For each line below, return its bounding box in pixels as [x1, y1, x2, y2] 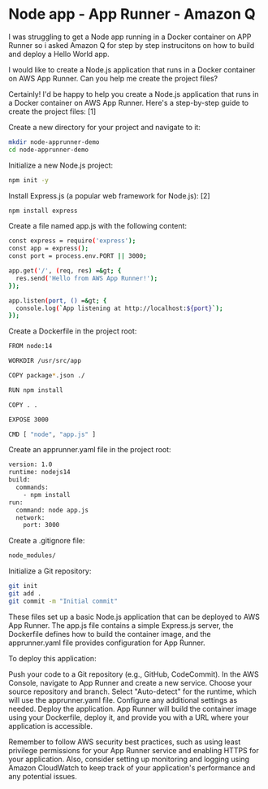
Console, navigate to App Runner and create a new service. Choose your [8, 678, 253, 687]
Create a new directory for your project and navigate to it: [8, 122, 201, 132]
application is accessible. [8, 721, 93, 730]
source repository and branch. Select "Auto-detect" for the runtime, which [8, 687, 257, 696]
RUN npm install [8, 386, 63, 394]
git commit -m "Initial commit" [8, 597, 118, 605]
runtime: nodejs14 [8, 469, 71, 477]
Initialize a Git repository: [8, 566, 92, 576]
